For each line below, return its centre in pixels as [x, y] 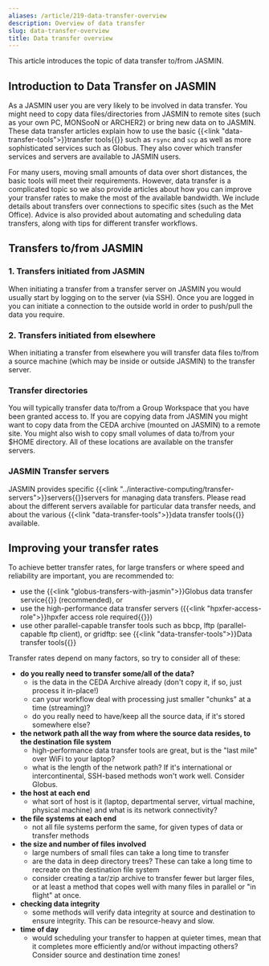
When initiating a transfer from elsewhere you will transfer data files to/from [134, 353]
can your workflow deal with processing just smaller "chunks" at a [141, 700]
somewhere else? [61, 725]
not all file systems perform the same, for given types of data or [137, 827]
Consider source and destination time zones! [106, 955]
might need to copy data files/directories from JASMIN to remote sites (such [134, 114]
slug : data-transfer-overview [59, 30]
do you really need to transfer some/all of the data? [107, 674]
